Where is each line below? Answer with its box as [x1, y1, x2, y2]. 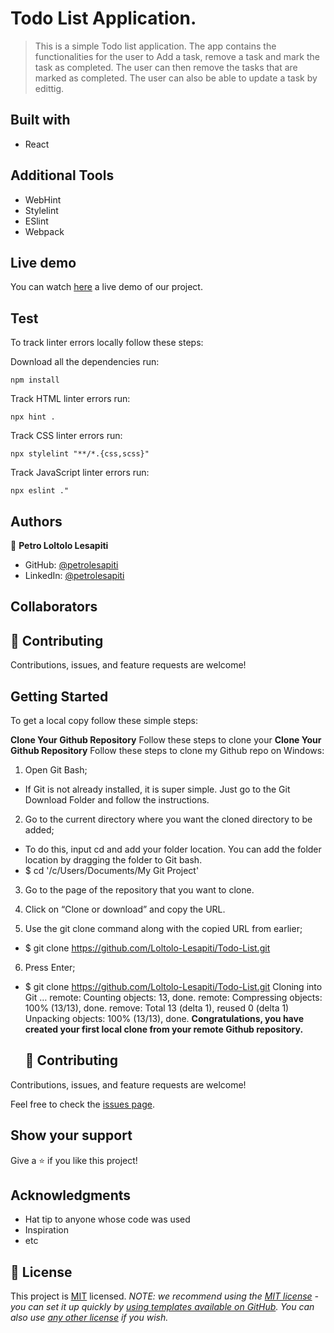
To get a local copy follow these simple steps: [10, 715, 199, 727]
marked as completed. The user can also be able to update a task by [34, 72, 318, 84]
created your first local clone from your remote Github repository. [24, 1023, 304, 1036]
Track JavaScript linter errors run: [10, 467, 150, 479]
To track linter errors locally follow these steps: [10, 337, 204, 349]
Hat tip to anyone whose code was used [24, 1213, 191, 1226]
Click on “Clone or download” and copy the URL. [24, 903, 226, 916]
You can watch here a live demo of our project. [10, 281, 203, 293]
